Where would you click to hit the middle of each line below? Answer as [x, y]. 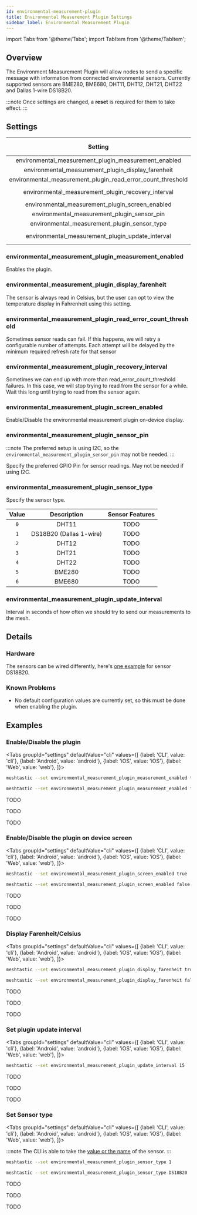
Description [67, 515]
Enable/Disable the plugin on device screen [69, 838]
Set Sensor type [29, 1115]
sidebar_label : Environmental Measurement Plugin [68, 22]
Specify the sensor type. [36, 500]
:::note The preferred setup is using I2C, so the [62, 448]
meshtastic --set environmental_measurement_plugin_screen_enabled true [97, 874]
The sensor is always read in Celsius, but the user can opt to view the [90, 297]
